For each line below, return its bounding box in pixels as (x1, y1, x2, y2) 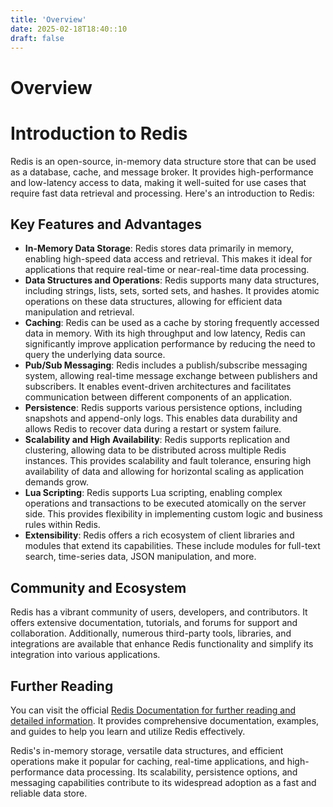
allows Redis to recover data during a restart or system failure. (24, 423, 282, 435)
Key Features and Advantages (10, 216, 202, 233)
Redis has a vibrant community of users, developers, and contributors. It (10, 606, 308, 618)
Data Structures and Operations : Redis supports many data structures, (24, 274, 320, 286)
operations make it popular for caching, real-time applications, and (10, 755, 285, 767)
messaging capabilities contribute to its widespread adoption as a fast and (10, 776, 317, 788)
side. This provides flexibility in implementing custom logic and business (24, 508, 323, 520)
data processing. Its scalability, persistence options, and (66, 766, 298, 778)
